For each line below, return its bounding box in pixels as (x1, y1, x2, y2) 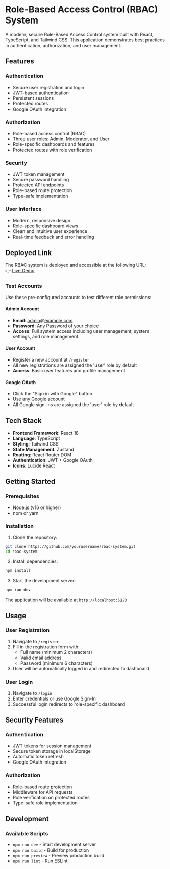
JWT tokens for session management (12, 743, 92, 749)
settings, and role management (12, 333, 78, 340)
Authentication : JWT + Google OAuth (12, 457, 93, 463)
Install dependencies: (12, 558, 58, 564)
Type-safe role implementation (12, 800, 78, 806)
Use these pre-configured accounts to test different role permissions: (5, 294, 152, 300)
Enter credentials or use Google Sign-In (12, 695, 96, 702)
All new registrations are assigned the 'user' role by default (12, 362, 137, 368)
